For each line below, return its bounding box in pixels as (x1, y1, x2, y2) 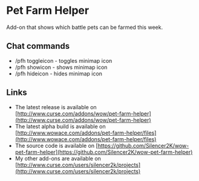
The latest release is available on (15, 103, 97, 110)
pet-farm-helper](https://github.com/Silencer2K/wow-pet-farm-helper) (15, 148, 193, 156)
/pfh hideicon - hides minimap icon (15, 70, 103, 77)
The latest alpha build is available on (15, 122, 106, 130)
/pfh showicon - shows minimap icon (15, 63, 108, 71)
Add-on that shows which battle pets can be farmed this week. (6, 24, 163, 31)
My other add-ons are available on (15, 154, 102, 162)
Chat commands (6, 41, 70, 51)
